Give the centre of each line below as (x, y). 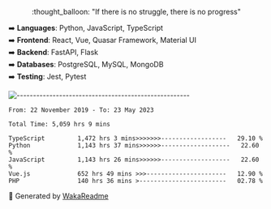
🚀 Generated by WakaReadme (58, 196)
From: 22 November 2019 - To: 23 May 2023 (81, 110)
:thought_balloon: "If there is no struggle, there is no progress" (136, 12)
